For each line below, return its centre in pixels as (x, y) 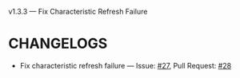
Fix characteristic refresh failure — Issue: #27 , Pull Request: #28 (126, 65)
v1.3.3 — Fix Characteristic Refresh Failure (78, 12)
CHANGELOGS (58, 44)
